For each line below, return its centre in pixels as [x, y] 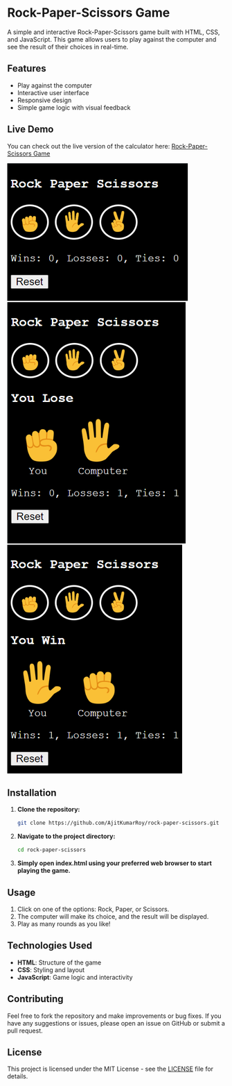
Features [27, 68]
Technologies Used [50, 946]
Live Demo [30, 130]
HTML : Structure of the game [59, 962]
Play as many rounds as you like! [64, 924]
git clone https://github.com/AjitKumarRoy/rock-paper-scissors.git [118, 823]
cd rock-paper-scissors [52, 850]
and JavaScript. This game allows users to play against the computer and [112, 39]
